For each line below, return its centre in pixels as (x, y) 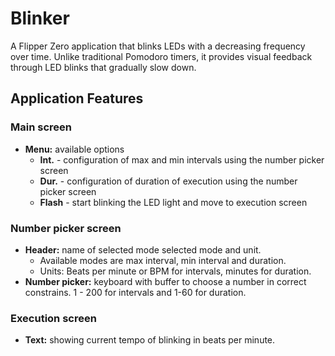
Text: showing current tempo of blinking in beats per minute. (150, 340)
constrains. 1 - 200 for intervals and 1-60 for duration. (135, 292)
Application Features (77, 98)
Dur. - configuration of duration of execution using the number (168, 181)
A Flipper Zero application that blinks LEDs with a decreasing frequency (158, 46)
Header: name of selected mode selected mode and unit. (143, 249)
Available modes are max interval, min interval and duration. (163, 260)
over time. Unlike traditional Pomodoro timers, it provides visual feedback (161, 56)
